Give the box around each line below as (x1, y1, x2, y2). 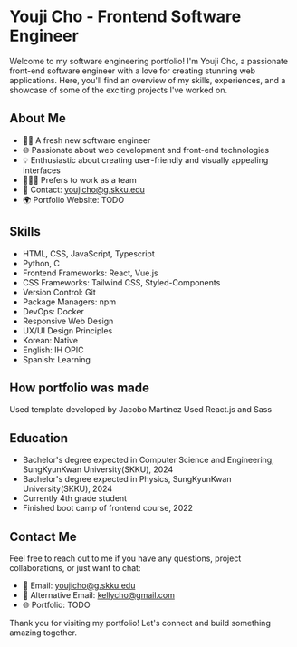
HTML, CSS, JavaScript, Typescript (22, 247, 156, 259)
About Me (9, 111, 66, 126)
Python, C (22, 257, 61, 268)
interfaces (22, 165, 61, 176)
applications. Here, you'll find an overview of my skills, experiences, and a (9, 74, 286, 85)
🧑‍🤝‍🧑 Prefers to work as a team (22, 174, 138, 185)
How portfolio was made (9, 380, 150, 395)
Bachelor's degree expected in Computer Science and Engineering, (22, 455, 274, 466)
